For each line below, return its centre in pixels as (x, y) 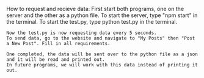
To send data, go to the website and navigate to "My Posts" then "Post (101, 38)
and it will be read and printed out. (56, 60)
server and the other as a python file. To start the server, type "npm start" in (102, 15)
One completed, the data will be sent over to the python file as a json (102, 54)
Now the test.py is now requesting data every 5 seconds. (82, 33)
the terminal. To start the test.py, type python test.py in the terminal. (92, 22)
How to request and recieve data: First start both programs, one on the (95, 9)
